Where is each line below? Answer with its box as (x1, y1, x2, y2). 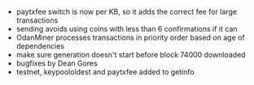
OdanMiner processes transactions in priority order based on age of (15, 32, 246, 42)
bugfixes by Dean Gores (15, 58, 98, 68)
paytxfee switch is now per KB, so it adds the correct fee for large (15, 7, 238, 16)
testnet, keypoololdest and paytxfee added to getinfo (15, 67, 195, 76)
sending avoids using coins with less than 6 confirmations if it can (15, 24, 238, 33)
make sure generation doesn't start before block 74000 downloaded (15, 50, 246, 59)
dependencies (15, 41, 65, 51)
